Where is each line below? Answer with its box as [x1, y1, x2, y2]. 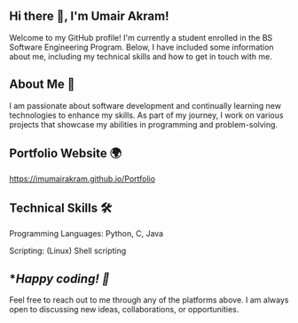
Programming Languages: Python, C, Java [9, 228, 164, 239]
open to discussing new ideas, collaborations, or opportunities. [9, 304, 239, 315]
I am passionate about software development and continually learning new [9, 100, 282, 111]
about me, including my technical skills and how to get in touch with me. [9, 50, 272, 62]
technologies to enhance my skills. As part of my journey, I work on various [9, 110, 284, 120]
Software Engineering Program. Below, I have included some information [9, 42, 274, 52]
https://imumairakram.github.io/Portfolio [9, 173, 156, 184]
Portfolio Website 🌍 [9, 146, 122, 161]
